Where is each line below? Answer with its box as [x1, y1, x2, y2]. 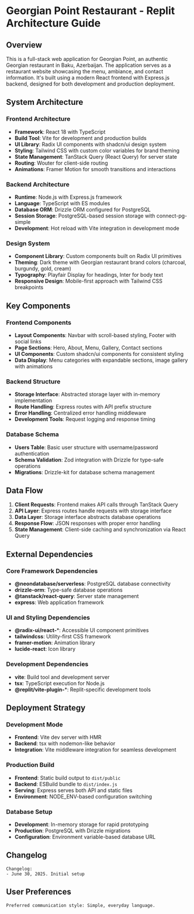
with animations [14, 362, 53, 370]
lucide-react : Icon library [14, 645, 76, 653]
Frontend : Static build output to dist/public [14, 774, 121, 781]
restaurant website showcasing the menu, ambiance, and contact [6, 68, 164, 74]
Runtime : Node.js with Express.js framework [14, 193, 123, 201]
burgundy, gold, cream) [14, 265, 72, 272]
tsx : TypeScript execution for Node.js [14, 679, 105, 687]
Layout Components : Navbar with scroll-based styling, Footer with [14, 331, 176, 338]
